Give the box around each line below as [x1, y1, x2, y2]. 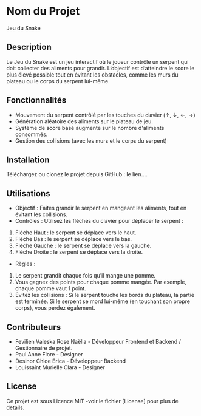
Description [6, 42, 52, 52]
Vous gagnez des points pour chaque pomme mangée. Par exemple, [15, 278, 187, 286]
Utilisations [6, 188, 50, 199]
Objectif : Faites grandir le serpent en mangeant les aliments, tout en [15, 205, 187, 212]
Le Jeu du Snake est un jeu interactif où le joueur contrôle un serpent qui [6, 58, 189, 65]
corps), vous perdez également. [15, 304, 95, 312]
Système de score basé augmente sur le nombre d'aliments [15, 124, 165, 131]
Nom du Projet [6, 4, 80, 18]
